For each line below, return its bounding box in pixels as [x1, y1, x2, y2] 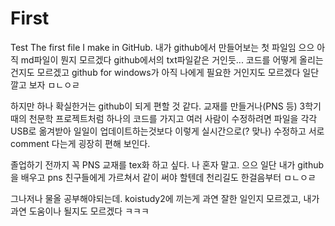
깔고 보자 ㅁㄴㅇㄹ [10, 78, 80, 91]
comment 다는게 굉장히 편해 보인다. [10, 137, 151, 149]
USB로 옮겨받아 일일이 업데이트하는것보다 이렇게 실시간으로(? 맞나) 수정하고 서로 [10, 125, 325, 137]
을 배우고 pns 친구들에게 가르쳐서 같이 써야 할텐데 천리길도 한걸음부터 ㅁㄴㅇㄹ [10, 171, 317, 183]
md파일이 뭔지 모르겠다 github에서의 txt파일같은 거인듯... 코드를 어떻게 [20, 53, 298, 66]
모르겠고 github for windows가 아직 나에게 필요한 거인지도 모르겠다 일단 [36, 66, 320, 78]
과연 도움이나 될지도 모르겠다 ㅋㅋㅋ [10, 205, 150, 217]
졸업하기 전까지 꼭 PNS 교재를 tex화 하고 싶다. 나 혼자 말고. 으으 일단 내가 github [10, 158, 325, 171]
